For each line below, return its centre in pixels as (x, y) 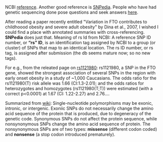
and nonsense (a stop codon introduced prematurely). (60, 134)
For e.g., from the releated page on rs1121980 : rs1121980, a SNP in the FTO (81, 68)
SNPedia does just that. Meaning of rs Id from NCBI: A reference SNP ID (78, 37)
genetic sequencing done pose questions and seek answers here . (72, 12)
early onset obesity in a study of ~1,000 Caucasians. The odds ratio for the (81, 78)
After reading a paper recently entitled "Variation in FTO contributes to (76, 22)
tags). (11, 58)
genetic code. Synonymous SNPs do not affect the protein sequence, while (81, 119)
